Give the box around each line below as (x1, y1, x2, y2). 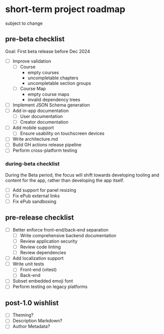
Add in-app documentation (12, 107, 69, 114)
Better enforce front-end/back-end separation (12, 227, 108, 233)
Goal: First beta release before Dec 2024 (5, 48, 90, 54)
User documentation (20, 114, 63, 120)
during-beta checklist (5, 160, 60, 168)
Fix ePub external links (12, 193, 60, 199)
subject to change (5, 20, 43, 26)
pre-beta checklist (5, 35, 65, 43)
